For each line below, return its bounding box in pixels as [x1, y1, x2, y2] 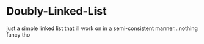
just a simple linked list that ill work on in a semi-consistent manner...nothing [6, 24, 199, 32]
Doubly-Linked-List [6, 4, 107, 18]
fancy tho [6, 31, 31, 38]
